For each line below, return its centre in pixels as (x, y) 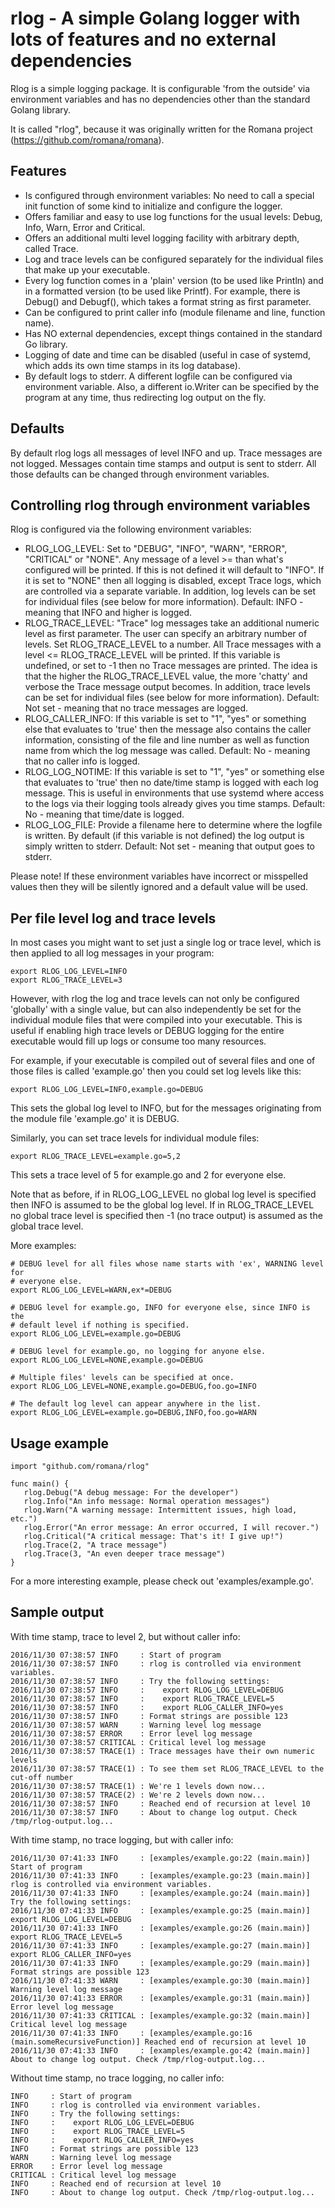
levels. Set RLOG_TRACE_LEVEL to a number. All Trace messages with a (173, 644)
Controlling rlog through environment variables (160, 505)
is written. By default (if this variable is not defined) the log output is (164, 836)
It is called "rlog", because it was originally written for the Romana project (161, 129)
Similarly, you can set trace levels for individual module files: (135, 1138)
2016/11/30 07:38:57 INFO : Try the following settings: (140, 1681)
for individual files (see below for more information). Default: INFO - (164, 602)
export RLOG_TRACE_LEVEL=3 (66, 980)
